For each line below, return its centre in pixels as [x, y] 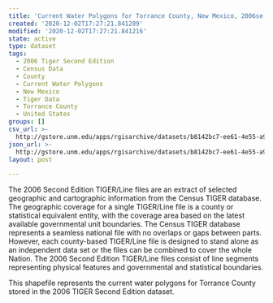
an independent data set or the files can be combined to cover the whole [130, 250]
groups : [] [27, 122]
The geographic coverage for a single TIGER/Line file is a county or [121, 207]
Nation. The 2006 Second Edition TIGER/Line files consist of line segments [134, 259]
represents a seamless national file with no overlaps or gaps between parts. [135, 233]
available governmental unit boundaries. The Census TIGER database [125, 224]
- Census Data [39, 69]
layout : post [30, 159]
